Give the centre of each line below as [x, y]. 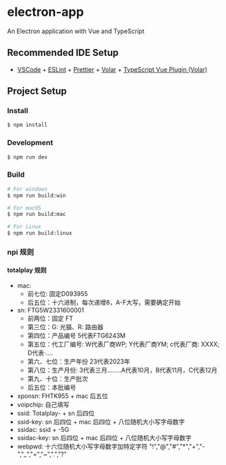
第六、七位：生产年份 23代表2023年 [79, 362]
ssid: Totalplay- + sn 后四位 [56, 413]
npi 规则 [21, 252]
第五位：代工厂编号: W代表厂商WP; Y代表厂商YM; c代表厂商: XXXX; [123, 344]
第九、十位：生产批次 [58, 379]
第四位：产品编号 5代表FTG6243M [76, 336]
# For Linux [24, 227]
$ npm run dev [28, 157]
